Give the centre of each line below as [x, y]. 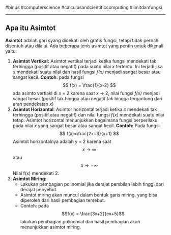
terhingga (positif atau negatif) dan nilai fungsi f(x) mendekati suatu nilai [88, 114]
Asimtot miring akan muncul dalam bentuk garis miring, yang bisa [89, 195]
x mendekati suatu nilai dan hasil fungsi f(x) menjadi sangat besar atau [87, 72]
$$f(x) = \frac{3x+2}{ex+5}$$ [93, 214]
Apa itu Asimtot [31, 28]
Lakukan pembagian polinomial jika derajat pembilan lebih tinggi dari [92, 184]
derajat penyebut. [39, 189]
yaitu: [11, 51]
